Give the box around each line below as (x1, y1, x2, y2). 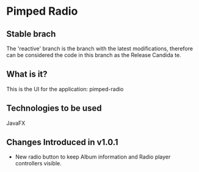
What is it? (6, 69, 48, 80)
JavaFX (6, 119, 26, 127)
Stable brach (6, 29, 56, 39)
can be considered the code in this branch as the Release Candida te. (6, 51, 181, 59)
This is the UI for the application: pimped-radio (6, 85, 124, 92)
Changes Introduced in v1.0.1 (6, 137, 118, 148)
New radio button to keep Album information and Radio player (15, 153, 171, 160)
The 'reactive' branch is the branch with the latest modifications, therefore (6, 45, 194, 52)
